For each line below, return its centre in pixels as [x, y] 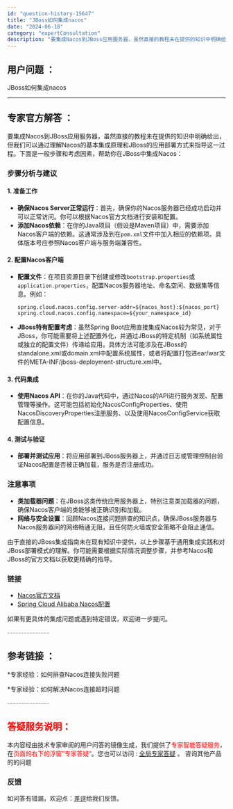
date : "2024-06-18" [35, 26]
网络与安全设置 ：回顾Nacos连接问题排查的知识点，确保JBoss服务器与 [117, 518]
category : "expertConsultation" [54, 33]
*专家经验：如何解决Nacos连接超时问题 [63, 689]
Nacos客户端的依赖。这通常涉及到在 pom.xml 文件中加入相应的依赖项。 [116, 234]
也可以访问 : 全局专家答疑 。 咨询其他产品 [163, 753]
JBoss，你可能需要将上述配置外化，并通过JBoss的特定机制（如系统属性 [120, 336]
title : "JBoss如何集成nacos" [47, 20]
